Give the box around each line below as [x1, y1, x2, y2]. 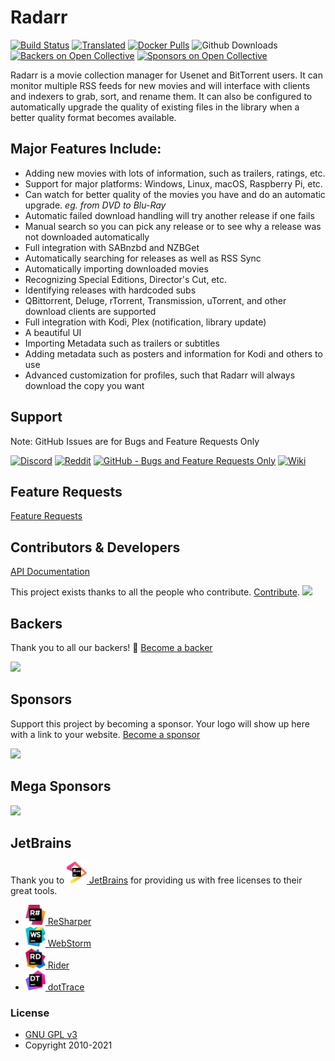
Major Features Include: [10, 141, 162, 158]
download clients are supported [24, 305, 157, 317]
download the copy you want [24, 379, 145, 391]
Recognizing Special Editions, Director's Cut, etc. [24, 273, 228, 285]
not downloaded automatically [24, 231, 150, 243]
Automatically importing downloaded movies [24, 262, 209, 275]
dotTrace [47, 981, 85, 993]
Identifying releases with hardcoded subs [24, 284, 197, 296]
